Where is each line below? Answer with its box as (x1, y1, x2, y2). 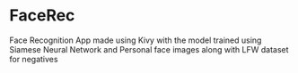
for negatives (9, 53, 58, 64)
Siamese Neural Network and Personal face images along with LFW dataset (9, 44, 289, 54)
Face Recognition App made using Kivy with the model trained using (9, 35, 262, 45)
